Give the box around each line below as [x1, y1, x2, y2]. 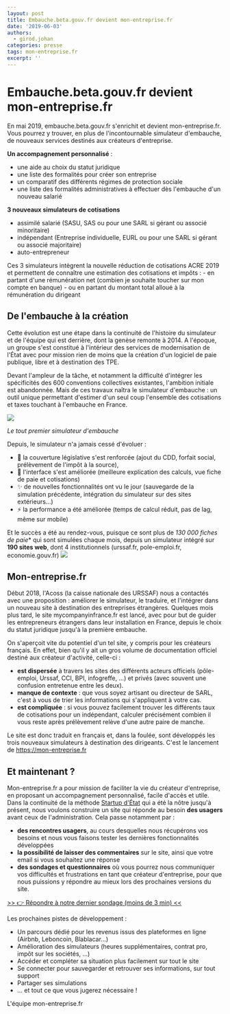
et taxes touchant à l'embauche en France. [7, 400, 128, 409]
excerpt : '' [7, 55, 41, 62]
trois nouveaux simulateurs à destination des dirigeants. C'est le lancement [7, 739, 219, 747]
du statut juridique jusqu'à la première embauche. [7, 626, 148, 634]
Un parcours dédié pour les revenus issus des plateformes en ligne [16, 928, 207, 936]
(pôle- [196, 667, 214, 675]
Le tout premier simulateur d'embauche [7, 427, 119, 435]
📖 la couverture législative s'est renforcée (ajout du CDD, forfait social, [16, 453, 216, 461]
